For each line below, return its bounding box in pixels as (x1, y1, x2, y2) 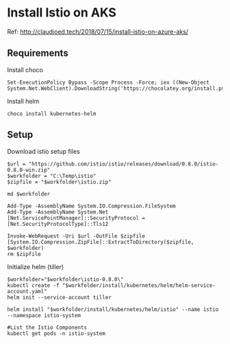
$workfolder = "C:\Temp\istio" (7, 172, 97, 179)
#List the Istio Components (7, 324, 88, 331)
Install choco (7, 65, 43, 73)
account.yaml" (7, 288, 48, 295)
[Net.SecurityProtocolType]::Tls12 (7, 220, 109, 227)
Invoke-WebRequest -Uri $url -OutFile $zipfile (7, 232, 146, 240)
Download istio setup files (7, 147, 80, 155)
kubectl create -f (7, 282, 60, 289)
